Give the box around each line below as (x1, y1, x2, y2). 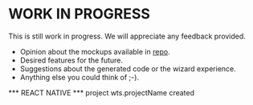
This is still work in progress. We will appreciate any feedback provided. (8, 31, 247, 41)
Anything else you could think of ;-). (19, 72, 139, 82)
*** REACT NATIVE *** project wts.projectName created (8, 87, 195, 97)
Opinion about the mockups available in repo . (19, 46, 170, 56)
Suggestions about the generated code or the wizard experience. (19, 63, 237, 73)
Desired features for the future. (19, 55, 123, 65)
